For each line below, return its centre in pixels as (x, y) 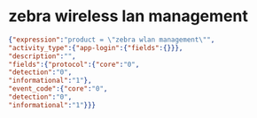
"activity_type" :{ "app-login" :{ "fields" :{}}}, (96, 48)
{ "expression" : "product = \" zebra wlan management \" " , (112, 40)
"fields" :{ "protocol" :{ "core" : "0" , (74, 64)
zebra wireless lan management (128, 16)
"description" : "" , (42, 56)
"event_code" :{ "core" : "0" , (58, 89)
